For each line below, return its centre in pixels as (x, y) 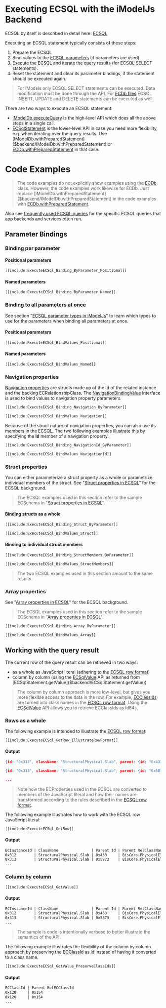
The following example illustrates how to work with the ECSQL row (73, 814)
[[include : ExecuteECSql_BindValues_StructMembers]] (59, 564)
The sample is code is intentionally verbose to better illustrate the (84, 932)
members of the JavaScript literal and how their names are (77, 794)
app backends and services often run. (44, 219)
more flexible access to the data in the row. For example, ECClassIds (87, 697)
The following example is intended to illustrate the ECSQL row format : (76, 731)
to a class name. (22, 957)
